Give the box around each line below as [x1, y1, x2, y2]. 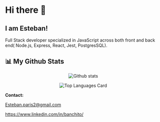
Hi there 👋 [5, 4, 46, 16]
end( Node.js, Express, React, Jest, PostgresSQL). [5, 42, 107, 48]
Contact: [5, 92, 24, 98]
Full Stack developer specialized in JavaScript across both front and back [5, 37, 156, 43]
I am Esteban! [5, 24, 48, 33]
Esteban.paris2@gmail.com [5, 101, 61, 108]
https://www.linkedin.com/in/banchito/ [5, 111, 84, 117]
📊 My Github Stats [5, 57, 64, 66]
